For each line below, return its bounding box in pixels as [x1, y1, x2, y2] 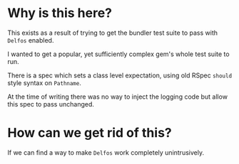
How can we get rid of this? [7, 125, 173, 141]
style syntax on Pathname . [7, 78, 82, 87]
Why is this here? [7, 5, 113, 21]
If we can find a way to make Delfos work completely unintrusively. [7, 148, 205, 157]
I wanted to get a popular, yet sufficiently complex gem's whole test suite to [7, 50, 230, 58]
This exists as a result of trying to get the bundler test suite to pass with [7, 28, 218, 37]
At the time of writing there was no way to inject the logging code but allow [7, 92, 228, 101]
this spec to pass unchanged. [7, 99, 95, 108]
